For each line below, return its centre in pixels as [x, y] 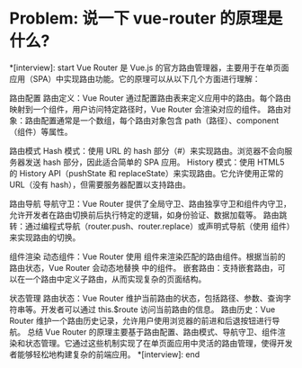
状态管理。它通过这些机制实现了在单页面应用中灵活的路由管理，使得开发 [159, 343]
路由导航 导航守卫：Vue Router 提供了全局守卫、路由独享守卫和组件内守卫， [151, 203]
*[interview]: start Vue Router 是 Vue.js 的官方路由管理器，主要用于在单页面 [149, 67]
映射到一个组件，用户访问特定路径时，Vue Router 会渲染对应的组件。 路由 [147, 109]
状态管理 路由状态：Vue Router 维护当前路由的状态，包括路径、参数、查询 [147, 298]
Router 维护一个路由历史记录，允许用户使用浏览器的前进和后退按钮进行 [141, 320]
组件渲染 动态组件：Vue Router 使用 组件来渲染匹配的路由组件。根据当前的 [147, 256]
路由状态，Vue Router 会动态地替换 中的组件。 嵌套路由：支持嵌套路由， [144, 267]
